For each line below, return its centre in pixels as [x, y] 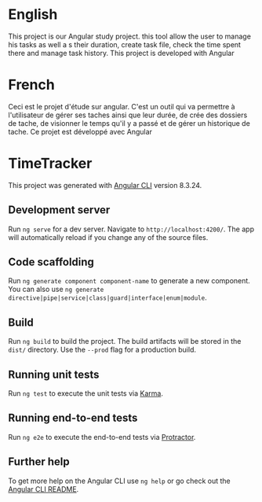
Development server [59, 210]
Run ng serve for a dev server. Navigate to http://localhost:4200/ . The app [131, 229]
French [31, 85]
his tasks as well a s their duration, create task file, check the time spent [125, 44]
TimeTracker [50, 164]
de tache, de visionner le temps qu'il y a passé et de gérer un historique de [129, 123]
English [33, 15]
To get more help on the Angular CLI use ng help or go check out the [119, 481]
